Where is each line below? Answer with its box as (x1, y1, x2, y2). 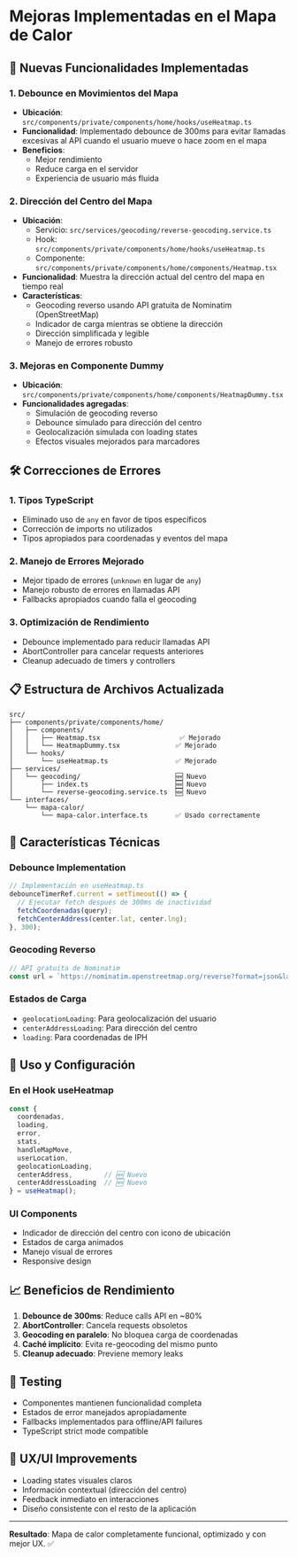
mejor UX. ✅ (9, 1538, 55, 1548)
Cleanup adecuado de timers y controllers (21, 655, 176, 666)
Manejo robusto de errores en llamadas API (21, 585, 180, 596)
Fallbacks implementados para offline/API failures (21, 1416, 203, 1428)
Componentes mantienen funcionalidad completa (21, 1397, 202, 1408)
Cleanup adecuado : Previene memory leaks (21, 1349, 184, 1359)
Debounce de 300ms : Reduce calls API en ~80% (21, 1311, 203, 1321)
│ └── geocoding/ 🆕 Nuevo (9, 772, 207, 781)
